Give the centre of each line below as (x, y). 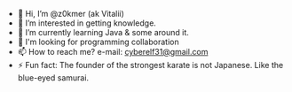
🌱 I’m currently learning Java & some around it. (103, 32)
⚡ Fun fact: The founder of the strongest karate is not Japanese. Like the (150, 65)
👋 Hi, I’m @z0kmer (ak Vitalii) (71, 14)
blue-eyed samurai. (53, 78)
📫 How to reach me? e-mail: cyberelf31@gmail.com (113, 52)
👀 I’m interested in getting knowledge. (87, 23)
